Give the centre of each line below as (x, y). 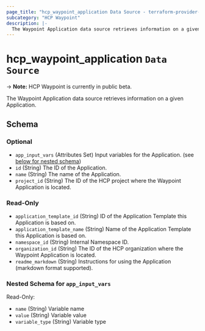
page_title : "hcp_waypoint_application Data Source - (76, 12)
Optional (19, 141)
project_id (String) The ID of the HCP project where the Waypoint (98, 180)
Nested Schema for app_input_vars (59, 284)
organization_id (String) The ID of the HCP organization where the (99, 249)
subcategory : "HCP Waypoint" (43, 18)
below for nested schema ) (48, 161)
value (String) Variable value (51, 315)
